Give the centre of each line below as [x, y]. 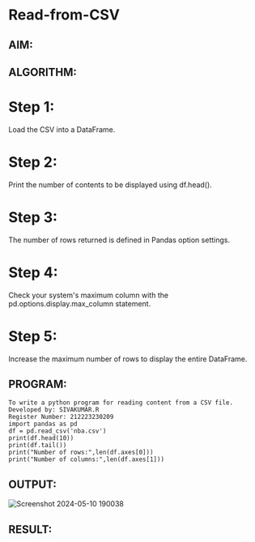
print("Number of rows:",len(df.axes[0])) [81, 452]
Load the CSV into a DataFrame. [62, 129]
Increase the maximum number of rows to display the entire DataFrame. [128, 359]
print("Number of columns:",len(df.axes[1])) [86, 459]
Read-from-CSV [64, 15]
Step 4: [33, 272]
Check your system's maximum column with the [88, 295]
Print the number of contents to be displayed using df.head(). [110, 185]
